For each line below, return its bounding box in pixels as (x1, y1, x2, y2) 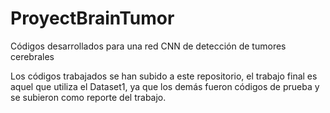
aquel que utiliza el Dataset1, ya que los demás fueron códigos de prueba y (10, 80, 320, 92)
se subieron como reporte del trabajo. (10, 91, 167, 103)
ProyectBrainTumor (10, 7, 175, 30)
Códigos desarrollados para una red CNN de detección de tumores (10, 40, 287, 52)
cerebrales (10, 50, 55, 62)
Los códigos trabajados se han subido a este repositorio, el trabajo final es (10, 70, 318, 82)
